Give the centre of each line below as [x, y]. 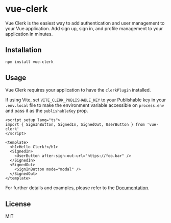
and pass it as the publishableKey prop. [47, 111]
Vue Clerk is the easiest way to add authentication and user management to [85, 23]
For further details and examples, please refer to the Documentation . [77, 188]
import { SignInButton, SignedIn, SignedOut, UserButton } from [75, 125]
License [18, 204]
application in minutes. [29, 34]
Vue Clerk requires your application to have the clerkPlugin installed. [78, 90]
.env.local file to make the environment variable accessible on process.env [85, 105]
